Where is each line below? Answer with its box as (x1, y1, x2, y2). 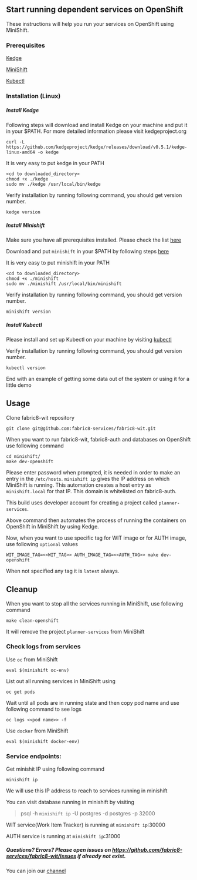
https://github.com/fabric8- (112, 846, 183, 853)
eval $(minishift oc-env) (6, 667, 69, 673)
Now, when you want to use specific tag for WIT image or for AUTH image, (6, 534, 186, 541)
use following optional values (6, 540, 78, 547)
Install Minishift (6, 222, 45, 229)
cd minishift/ (6, 453, 41, 459)
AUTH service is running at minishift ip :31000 (6, 833, 121, 840)
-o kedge (37, 149, 59, 155)
